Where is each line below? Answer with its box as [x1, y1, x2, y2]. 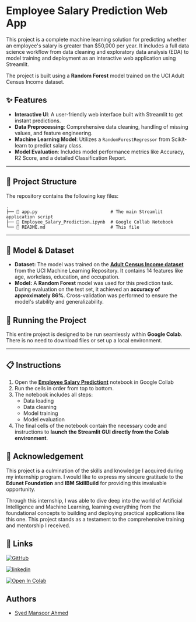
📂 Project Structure [6, 177, 77, 187]
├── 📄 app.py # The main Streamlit [6, 209, 163, 215]
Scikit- [171, 136, 187, 143]
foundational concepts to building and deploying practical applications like [6, 509, 185, 516]
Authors [6, 594, 37, 604]
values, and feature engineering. [14, 129, 93, 136]
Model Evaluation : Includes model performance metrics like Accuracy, [14, 148, 185, 155]
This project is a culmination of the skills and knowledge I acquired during [6, 467, 183, 474]
